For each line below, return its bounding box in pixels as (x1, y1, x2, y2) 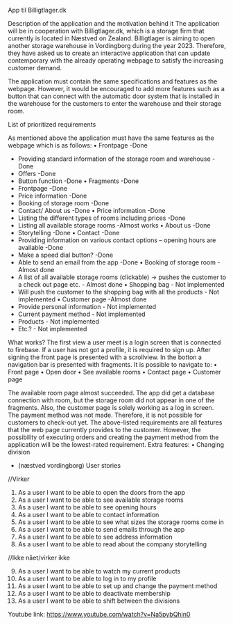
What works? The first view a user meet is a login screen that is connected (8, 338, 221, 347)
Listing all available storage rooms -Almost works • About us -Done (17, 221, 211, 229)
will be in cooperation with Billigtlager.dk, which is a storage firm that (8, 27, 205, 35)
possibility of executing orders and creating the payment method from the (8, 433, 219, 441)
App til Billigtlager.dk (8, 6, 67, 14)
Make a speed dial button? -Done (17, 251, 114, 259)
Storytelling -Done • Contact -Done (17, 229, 120, 237)
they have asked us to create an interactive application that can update (8, 49, 211, 57)
